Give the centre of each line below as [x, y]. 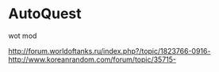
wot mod [23, 36]
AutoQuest [45, 14]
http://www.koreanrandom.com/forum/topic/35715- [92, 59]
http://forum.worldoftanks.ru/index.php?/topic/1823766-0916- [109, 51]
